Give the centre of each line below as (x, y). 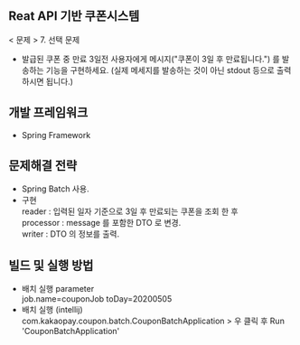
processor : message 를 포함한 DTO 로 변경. (101, 223)
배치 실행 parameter (58, 289)
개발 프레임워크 (48, 112)
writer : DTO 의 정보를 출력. (70, 234)
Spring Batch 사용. (55, 189)
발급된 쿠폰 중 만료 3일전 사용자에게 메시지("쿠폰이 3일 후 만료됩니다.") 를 (151, 59)
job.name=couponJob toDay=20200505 (97, 299)
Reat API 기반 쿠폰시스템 (74, 16)
